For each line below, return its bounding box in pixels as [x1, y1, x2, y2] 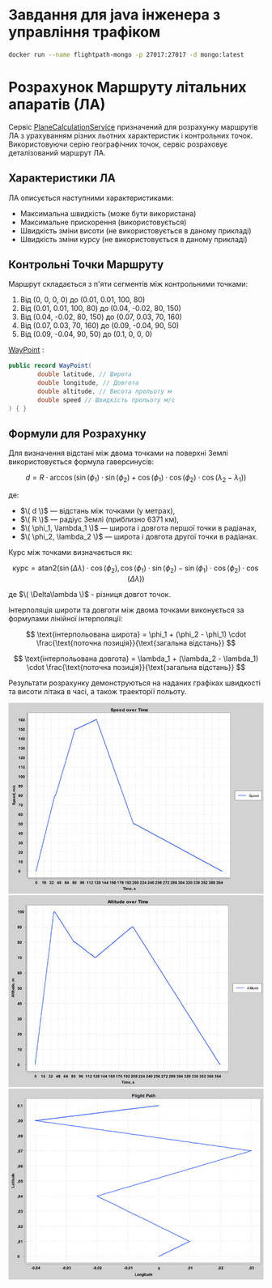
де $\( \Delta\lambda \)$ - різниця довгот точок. [8, 590, 172, 599]
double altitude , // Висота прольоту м [37, 387, 172, 395]
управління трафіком [8, 23, 161, 41]
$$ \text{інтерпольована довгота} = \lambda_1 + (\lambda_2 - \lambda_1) [13, 654, 259, 663]
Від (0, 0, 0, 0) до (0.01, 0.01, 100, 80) [19, 295, 146, 305]
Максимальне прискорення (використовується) [19, 217, 187, 227]
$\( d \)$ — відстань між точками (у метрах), [19, 506, 176, 516]
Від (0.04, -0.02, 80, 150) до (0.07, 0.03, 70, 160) [19, 312, 182, 322]
